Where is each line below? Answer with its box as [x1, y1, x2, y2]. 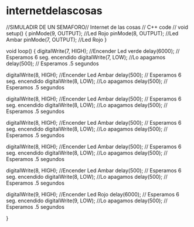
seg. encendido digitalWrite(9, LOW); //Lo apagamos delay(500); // [6, 197, 168, 204]
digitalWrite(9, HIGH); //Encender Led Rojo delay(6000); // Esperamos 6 [6, 191, 180, 198]
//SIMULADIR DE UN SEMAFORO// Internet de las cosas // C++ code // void [6, 24, 189, 31]
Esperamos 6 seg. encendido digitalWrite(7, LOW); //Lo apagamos [6, 54, 166, 61]
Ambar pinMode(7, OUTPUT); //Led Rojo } [6, 36, 107, 43]
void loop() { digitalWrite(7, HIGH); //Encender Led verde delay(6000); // [6, 47, 180, 54]
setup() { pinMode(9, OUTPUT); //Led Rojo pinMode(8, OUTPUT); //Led [6, 29, 179, 36]
